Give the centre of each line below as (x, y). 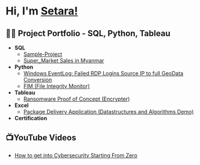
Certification (31, 118)
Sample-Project (43, 54)
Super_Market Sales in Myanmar (64, 61)
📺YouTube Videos (41, 138)
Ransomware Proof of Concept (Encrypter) (77, 99)
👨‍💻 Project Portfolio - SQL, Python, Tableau (88, 33)
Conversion (38, 80)
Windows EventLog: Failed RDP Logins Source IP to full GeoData (103, 73)
